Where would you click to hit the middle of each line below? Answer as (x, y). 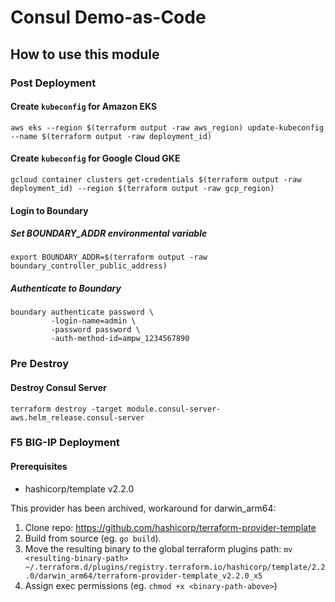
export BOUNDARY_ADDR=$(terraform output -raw (109, 257)
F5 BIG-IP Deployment (65, 443)
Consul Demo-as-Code (108, 17)
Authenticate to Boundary (66, 288)
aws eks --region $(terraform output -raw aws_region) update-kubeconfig (167, 127)
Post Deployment (53, 83)
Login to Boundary (49, 210)
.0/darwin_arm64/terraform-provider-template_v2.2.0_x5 (143, 576)
